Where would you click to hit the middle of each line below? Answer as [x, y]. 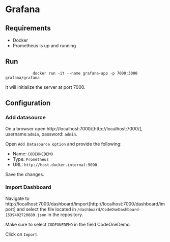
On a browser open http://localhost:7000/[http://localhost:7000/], [74, 128]
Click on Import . [22, 234]
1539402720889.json [26, 215]
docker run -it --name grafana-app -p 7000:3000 [85, 73]
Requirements [28, 28]
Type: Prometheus [31, 159]
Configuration [28, 103]
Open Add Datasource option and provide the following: [64, 144]
